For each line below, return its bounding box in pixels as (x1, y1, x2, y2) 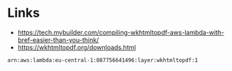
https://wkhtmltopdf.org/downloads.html (17, 43, 136, 51)
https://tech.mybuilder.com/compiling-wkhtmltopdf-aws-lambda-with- (17, 28, 225, 37)
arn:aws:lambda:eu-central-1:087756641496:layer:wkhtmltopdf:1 (7, 56, 199, 64)
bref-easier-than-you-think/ (17, 35, 99, 44)
